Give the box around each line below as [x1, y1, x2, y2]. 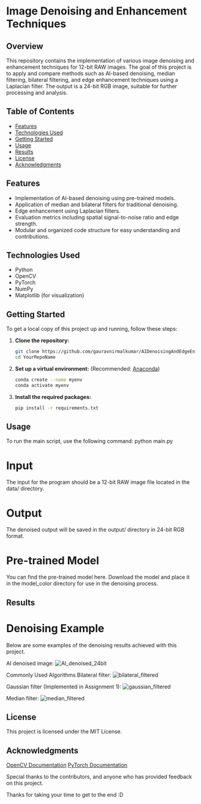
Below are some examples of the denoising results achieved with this [6, 641, 177, 649]
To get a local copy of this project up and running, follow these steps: [6, 325, 178, 333]
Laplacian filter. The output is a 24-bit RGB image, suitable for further [6, 83, 178, 90]
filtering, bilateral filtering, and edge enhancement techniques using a [6, 77, 178, 83]
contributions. [14, 233, 50, 240]
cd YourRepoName [14, 354, 56, 360]
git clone [14, 348, 40, 355]
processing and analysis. [6, 89, 68, 96]
